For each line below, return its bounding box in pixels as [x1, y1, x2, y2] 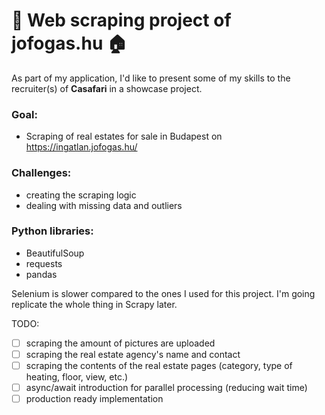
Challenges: [11, 166, 72, 180]
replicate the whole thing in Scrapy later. [11, 298, 178, 310]
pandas [25, 268, 58, 280]
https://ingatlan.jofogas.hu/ [25, 141, 138, 153]
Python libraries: [11, 224, 94, 238]
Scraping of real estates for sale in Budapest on [25, 130, 223, 143]
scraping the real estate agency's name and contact [25, 348, 241, 360]
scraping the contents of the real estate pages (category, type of [25, 359, 293, 371]
